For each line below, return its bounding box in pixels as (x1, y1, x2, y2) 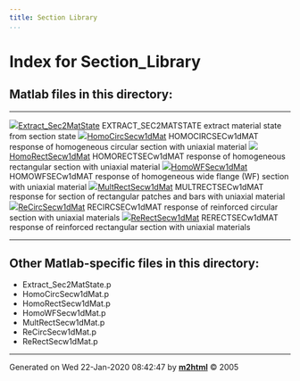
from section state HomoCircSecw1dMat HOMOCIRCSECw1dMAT (9, 130, 259, 141)
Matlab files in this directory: (9, 87, 173, 103)
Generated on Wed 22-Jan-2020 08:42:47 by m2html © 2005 (9, 362, 239, 373)
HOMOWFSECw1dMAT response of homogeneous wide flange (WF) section (9, 170, 289, 181)
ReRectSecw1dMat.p (21, 336, 98, 347)
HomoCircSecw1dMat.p (21, 289, 110, 300)
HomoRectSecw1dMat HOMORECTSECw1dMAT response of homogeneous (9, 151, 286, 162)
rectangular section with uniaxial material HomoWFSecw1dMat (9, 162, 248, 172)
